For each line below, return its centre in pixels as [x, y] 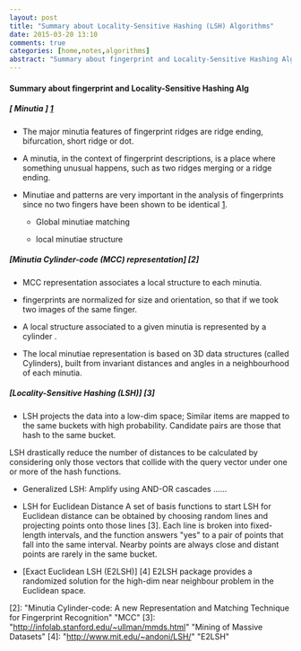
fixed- [262, 525]
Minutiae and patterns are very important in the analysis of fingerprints [153, 195]
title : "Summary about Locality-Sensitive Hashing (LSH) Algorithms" [142, 26]
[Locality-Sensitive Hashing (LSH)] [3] [82, 393]
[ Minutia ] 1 [31, 109]
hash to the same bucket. [69, 435]
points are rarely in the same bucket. [90, 554]
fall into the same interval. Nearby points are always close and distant [150, 544]
